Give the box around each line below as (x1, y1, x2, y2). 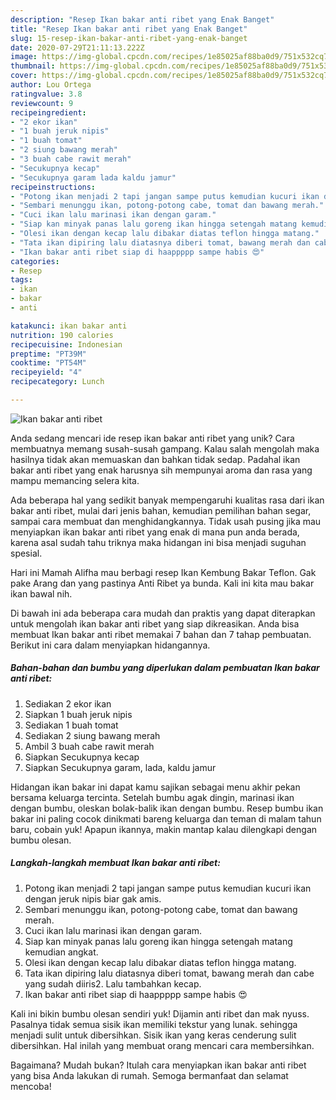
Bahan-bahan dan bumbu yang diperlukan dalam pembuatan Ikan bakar (10, 662, 320, 674)
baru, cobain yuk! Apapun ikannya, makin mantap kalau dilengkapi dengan (10, 823, 318, 835)
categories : (10, 256, 60, 266)
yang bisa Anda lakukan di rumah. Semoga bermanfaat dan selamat (10, 1069, 289, 1081)
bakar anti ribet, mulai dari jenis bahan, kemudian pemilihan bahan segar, (10, 504, 312, 516)
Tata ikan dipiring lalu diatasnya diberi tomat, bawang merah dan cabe (24, 967, 315, 979)
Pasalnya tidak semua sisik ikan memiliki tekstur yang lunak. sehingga (10, 1018, 298, 1030)
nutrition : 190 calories (10, 330, 114, 340)
